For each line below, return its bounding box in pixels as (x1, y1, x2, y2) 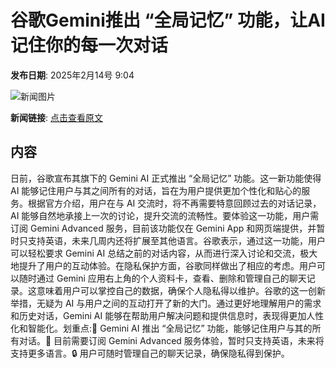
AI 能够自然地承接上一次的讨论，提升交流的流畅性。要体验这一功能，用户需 (10, 209, 320, 221)
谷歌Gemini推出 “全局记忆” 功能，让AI (10, 9, 326, 32)
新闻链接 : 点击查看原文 (10, 111, 103, 123)
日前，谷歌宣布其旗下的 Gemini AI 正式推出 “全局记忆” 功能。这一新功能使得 (10, 172, 322, 184)
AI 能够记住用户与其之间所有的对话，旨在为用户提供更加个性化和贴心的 (10, 184, 302, 196)
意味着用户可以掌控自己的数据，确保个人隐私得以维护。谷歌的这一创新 (36, 284, 326, 296)
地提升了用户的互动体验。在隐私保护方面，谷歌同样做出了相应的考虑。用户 (10, 259, 317, 271)
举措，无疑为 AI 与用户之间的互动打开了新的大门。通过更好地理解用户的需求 (10, 297, 322, 309)
